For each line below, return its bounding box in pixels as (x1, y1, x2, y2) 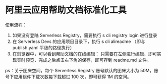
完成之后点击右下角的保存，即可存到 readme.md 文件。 (38, 57, 151, 63)
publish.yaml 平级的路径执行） (12, 44, 74, 50)
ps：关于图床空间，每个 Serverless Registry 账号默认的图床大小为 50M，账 (5, 67, 159, 73)
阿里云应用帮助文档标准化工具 (5, 4, 127, 16)
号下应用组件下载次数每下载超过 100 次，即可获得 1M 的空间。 (5, 74, 132, 80)
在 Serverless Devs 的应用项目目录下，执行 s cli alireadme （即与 (12, 38, 145, 44)
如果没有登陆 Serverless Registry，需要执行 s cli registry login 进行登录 (12, 32, 158, 38)
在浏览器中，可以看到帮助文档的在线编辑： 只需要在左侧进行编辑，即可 (12, 50, 157, 57)
